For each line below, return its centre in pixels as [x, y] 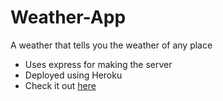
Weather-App [68, 17]
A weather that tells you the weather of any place [111, 45]
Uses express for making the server [98, 64]
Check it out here [60, 85]
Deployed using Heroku [73, 75]
